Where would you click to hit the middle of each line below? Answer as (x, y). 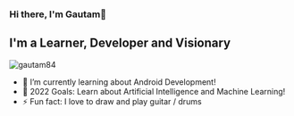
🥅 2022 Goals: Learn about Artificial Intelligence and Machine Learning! (154, 91)
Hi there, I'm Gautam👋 (58, 14)
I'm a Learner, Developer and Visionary (120, 43)
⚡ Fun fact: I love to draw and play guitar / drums (112, 101)
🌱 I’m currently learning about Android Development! (119, 82)
